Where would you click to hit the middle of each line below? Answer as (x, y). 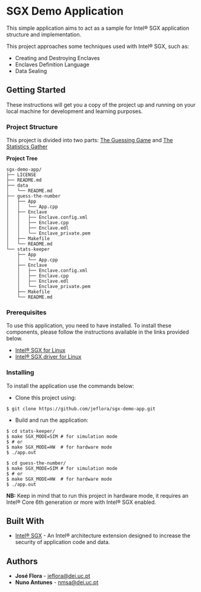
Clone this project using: (45, 398)
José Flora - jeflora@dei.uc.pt (53, 576)
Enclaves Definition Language (52, 64)
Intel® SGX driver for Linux (48, 357)
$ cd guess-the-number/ (36, 463)
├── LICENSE (21, 175)
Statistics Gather (27, 146)
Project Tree (22, 159)
